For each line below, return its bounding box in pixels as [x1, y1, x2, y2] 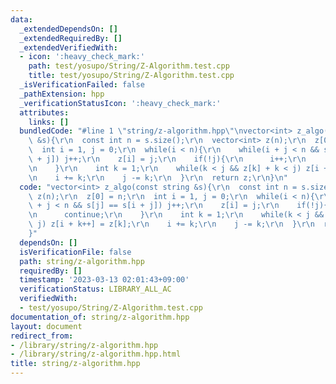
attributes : [19, 107, 70, 118]
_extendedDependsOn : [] [19, 24, 118, 34]
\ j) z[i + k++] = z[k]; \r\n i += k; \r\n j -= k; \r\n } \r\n [28, 219, 315, 230]
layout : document [10, 321, 83, 331]
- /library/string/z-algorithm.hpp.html [10, 349, 182, 360]
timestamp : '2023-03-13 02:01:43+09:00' [19, 275, 190, 285]
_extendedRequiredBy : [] [19, 33, 123, 43]
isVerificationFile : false [19, 247, 132, 257]
